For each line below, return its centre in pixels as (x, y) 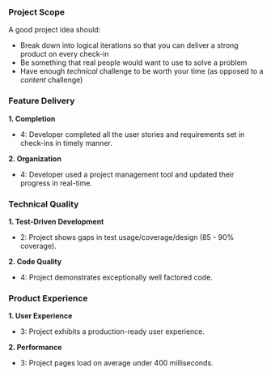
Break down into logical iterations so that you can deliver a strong (129, 45)
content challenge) (51, 80)
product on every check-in (64, 54)
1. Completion (32, 118)
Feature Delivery (42, 101)
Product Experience (48, 298)
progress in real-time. (56, 183)
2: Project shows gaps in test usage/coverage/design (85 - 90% (127, 237)
